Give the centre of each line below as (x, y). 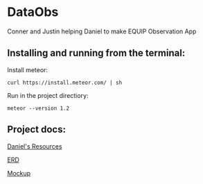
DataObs (33, 12)
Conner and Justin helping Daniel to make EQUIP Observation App (102, 31)
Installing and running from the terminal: (96, 53)
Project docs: (36, 129)
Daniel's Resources (35, 146)
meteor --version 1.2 (38, 108)
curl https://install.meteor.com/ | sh (65, 83)
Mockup (19, 173)
